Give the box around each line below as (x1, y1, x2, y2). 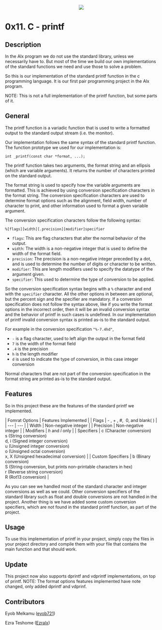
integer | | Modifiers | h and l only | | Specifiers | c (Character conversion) (5, 427, 151, 434)
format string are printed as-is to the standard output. (5, 376, 112, 382)
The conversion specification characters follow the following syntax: (5, 217, 141, 223)
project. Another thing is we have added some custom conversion (5, 499, 136, 504)
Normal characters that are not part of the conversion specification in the (5, 371, 151, 376)
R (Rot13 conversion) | (5, 474, 49, 480)
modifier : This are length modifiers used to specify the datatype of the (12, 266, 153, 272)
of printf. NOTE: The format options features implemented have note (5, 579, 141, 584)
